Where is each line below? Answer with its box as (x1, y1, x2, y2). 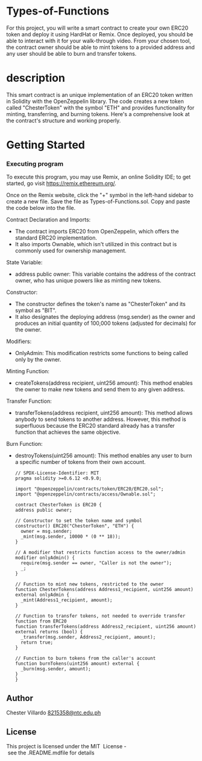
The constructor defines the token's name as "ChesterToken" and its (14, 301, 186, 308)
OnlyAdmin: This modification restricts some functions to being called (14, 350, 188, 357)
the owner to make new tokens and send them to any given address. (14, 386, 185, 393)
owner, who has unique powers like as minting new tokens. (14, 277, 162, 284)
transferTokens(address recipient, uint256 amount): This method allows (14, 410, 193, 417)
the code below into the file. (6, 204, 76, 212)
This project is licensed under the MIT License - (6, 742, 127, 750)
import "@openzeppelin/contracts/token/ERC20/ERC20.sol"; (14, 486, 164, 492)
